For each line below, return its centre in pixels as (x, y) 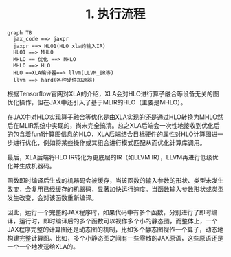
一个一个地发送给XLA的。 (43, 246)
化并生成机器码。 (31, 166)
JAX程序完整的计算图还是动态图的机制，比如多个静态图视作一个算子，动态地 (115, 229)
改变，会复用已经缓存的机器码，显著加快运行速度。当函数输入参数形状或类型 (115, 189)
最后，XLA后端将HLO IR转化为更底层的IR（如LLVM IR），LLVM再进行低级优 (113, 157)
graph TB (20, 33)
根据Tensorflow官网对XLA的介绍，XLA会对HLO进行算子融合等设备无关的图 (113, 93)
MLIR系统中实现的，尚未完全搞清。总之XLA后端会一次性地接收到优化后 (119, 125)
